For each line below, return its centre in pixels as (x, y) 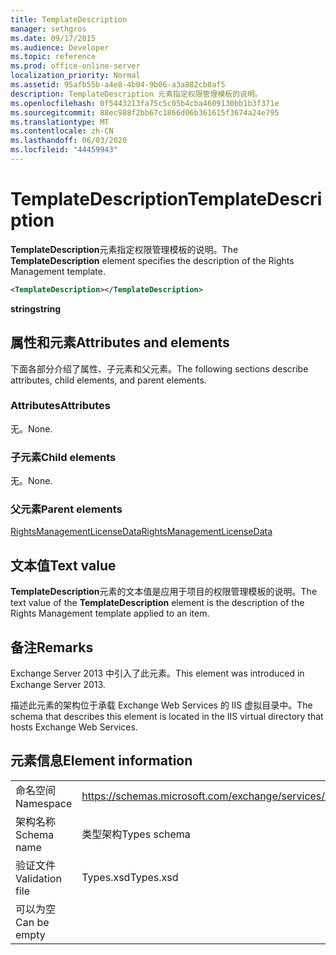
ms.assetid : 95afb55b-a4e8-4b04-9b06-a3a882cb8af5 (118, 85)
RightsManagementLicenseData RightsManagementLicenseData (141, 532)
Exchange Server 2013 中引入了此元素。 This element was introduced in (157, 673)
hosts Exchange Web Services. (74, 727)
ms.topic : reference (53, 57)
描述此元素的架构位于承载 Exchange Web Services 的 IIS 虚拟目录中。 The (161, 705)
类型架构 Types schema (136, 834)
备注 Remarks (52, 647)
